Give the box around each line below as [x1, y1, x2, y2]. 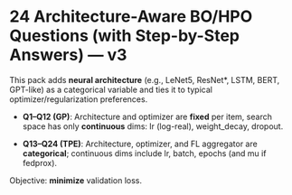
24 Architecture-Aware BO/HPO [9, 6, 253, 27]
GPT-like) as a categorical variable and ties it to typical [9, 84, 212, 95]
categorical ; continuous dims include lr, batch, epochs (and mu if [22, 147, 267, 159]
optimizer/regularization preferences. [9, 93, 148, 105]
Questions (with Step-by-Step [9, 25, 240, 46]
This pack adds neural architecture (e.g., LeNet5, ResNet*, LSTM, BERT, [9, 74, 280, 85]
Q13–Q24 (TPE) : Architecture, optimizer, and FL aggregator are [22, 138, 258, 149]
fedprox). [22, 157, 57, 168]
